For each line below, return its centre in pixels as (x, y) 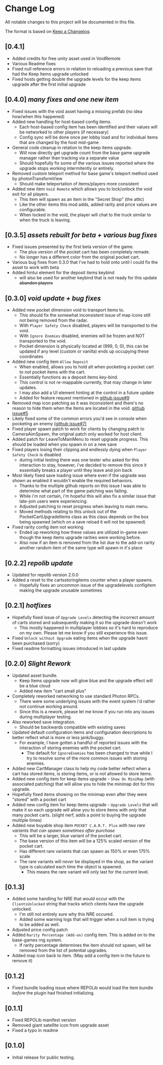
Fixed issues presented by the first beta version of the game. (73, 247)
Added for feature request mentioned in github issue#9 (74, 398)
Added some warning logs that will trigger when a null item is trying (87, 920)
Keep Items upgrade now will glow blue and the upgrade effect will (86, 680)
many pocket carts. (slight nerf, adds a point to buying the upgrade (79, 815)
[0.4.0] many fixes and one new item (62, 99)
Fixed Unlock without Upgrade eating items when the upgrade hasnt (80, 638)
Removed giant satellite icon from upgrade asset (60, 1025)
